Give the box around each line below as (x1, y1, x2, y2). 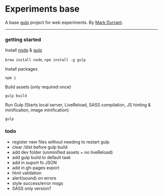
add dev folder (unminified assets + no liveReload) (12, 149, 113, 155)
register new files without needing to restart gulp (12, 139, 110, 144)
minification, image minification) (5, 107, 69, 113)
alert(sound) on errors (12, 175, 57, 181)
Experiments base (5, 3, 80, 15)
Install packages (5, 66, 38, 72)
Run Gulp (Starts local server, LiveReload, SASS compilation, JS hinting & (5, 102, 151, 108)
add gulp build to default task (12, 154, 71, 160)
